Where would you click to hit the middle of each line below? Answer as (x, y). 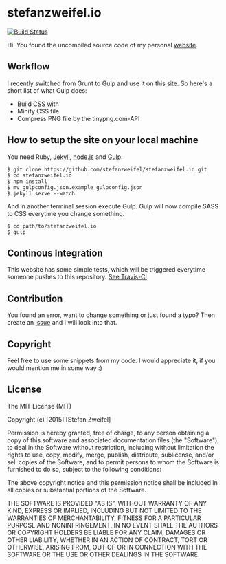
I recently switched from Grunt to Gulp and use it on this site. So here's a (110, 83)
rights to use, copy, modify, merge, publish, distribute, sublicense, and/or (111, 455)
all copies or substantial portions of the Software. (77, 490)
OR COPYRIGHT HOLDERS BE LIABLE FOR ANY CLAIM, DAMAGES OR (106, 532)
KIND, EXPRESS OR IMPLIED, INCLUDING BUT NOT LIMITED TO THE (104, 510)
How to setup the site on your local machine (103, 140)
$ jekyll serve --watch (41, 193)
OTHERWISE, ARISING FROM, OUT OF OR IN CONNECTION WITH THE (107, 547)
